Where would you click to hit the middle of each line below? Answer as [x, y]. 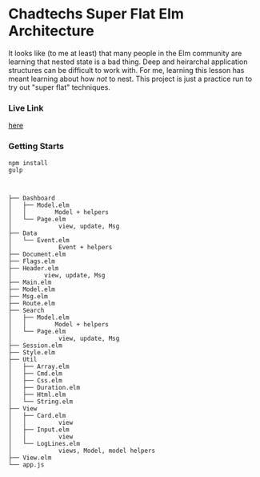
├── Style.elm [32, 352]
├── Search [26, 310]
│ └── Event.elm [39, 240]
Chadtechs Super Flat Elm [96, 14]
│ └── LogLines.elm [44, 443]
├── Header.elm [34, 268]
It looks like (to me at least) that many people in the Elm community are [125, 53]
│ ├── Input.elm [39, 430]
